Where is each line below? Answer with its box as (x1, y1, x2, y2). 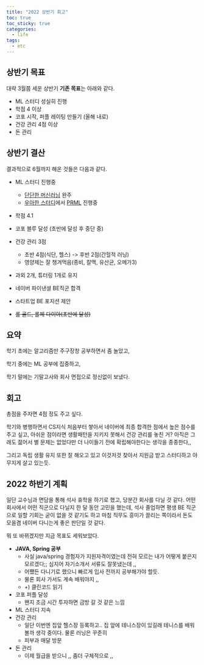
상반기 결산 (6, 148, 46, 158)
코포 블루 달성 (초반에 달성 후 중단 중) (15, 224, 104, 232)
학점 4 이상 (15, 105, 42, 112)
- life (12, 32, 29, 38)
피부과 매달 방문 (24, 636, 62, 644)
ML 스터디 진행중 (15, 178, 56, 185)
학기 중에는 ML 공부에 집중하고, (6, 360, 81, 367)
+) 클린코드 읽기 (24, 583, 63, 590)
